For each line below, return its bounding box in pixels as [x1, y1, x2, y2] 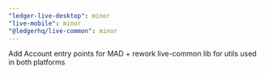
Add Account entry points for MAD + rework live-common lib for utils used [8, 49, 257, 59]
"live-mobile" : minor [8, 19, 82, 27]
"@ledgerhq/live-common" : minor [8, 27, 118, 35]
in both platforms [8, 57, 66, 67]
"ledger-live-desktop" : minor [8, 11, 111, 20]
